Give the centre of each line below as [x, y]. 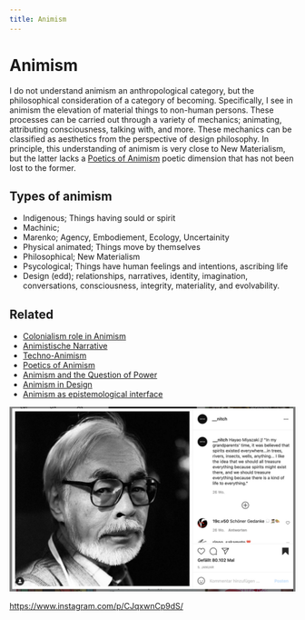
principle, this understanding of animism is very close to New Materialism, [148, 148]
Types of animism [61, 196]
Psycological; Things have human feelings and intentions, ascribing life [155, 266]
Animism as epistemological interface [93, 395]
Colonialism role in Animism [74, 336]
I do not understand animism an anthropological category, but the [132, 90]
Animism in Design [57, 385]
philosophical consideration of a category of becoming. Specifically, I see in [151, 100]
